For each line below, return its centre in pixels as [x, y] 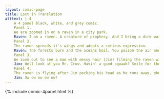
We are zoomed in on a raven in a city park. [61, 32]
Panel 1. [23, 28]
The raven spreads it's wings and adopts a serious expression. [81, 46]
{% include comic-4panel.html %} [39, 91]
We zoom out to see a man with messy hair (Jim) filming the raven [84, 59]
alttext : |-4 [18, 19]
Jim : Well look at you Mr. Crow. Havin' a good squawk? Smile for [83, 64]
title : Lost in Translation [34, 14]
